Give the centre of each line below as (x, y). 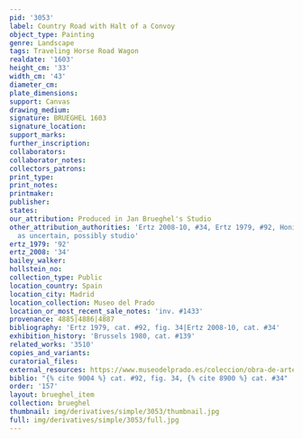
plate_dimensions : (44, 93)
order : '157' (34, 387)
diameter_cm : (34, 85)
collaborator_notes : (48, 160)
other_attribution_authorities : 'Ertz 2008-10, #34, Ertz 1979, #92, (143, 227)
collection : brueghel (50, 403)
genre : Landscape (42, 43)
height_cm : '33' (40, 69)
